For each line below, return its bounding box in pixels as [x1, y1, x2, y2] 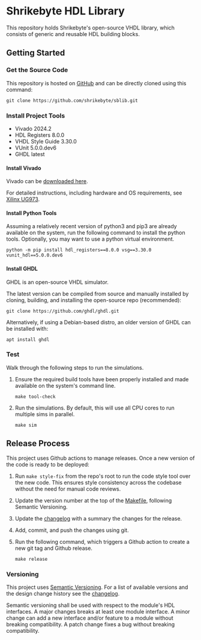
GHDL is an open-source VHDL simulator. [6, 278, 109, 286]
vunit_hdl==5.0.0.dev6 [6, 252, 63, 259]
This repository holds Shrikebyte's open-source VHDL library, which [6, 24, 175, 31]
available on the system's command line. [14, 382, 116, 389]
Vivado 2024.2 [14, 125, 52, 132]
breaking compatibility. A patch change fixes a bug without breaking [6, 620, 175, 628]
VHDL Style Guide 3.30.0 [14, 137, 77, 145]
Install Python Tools [6, 209, 57, 217]
